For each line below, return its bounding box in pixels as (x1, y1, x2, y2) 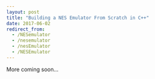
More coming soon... (6, 66, 59, 73)
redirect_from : (6, 26, 45, 32)
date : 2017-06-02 (6, 20, 51, 26)
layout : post (6, 9, 40, 15)
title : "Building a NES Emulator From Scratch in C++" (6, 15, 149, 21)
